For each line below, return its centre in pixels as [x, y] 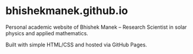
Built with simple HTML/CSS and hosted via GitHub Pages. [76, 45]
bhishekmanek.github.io [67, 11]
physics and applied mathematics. [47, 33]
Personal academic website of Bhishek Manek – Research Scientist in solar [96, 27]
